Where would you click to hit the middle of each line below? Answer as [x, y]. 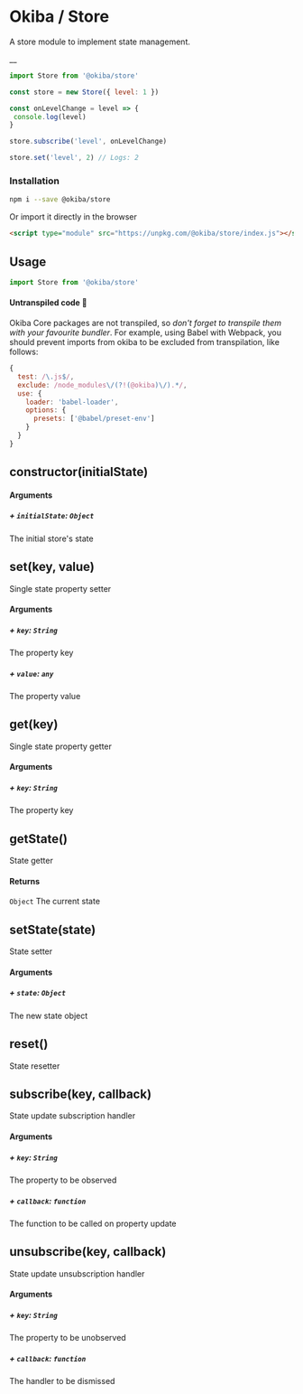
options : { [46, 410]
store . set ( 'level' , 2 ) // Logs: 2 [74, 158]
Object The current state [55, 902]
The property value [45, 697]
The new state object [49, 1015]
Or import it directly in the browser [73, 217]
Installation [35, 181]
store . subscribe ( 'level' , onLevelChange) [88, 142]
